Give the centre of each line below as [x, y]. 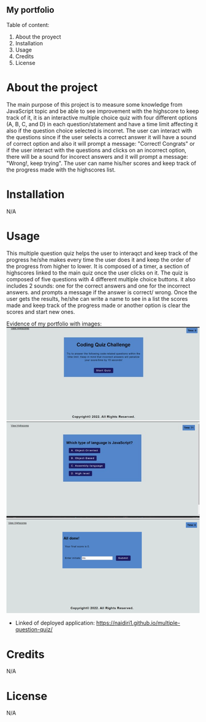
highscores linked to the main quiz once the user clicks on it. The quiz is [97, 273]
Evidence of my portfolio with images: [54, 324]
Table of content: [28, 25]
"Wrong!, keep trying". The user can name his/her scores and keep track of [101, 163]
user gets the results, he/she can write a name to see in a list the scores [97, 298]
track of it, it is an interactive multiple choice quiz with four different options [102, 117]
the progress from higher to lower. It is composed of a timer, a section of [98, 266]
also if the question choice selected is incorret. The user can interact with [99, 131]
